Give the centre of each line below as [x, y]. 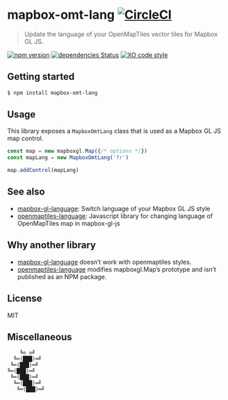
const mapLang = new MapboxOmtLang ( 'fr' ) [68, 158]
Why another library [51, 245]
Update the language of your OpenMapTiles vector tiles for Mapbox [121, 34]
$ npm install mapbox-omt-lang [52, 93]
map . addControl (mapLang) [43, 170]
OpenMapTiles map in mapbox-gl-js [68, 223]
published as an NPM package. [62, 276]
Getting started [41, 77]
